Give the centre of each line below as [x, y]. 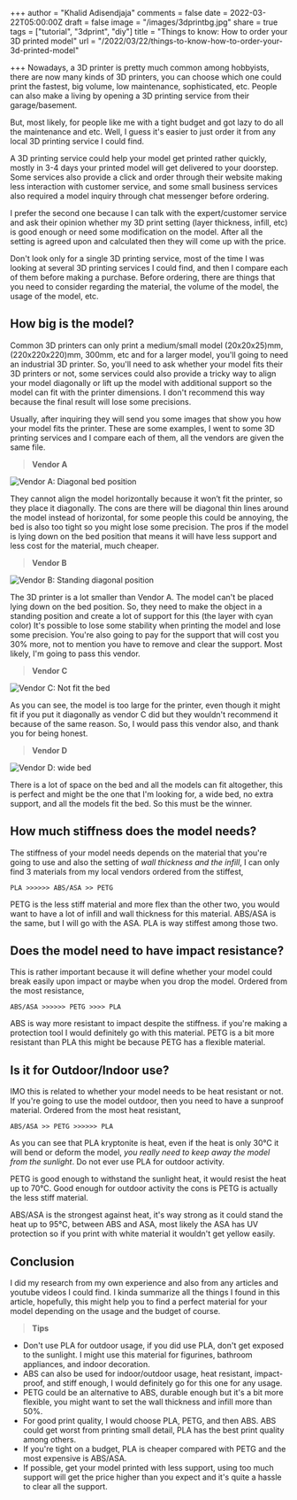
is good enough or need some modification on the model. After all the [137, 232]
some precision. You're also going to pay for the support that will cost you [145, 634]
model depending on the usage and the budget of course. [115, 1311]
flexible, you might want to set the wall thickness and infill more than [147, 1402]
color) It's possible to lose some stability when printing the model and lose [145, 625]
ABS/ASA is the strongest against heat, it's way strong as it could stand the [147, 1215]
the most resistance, [47, 991]
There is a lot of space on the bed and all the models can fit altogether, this [147, 785]
